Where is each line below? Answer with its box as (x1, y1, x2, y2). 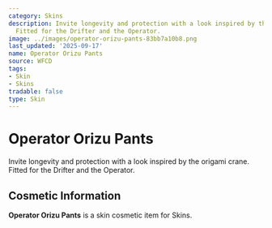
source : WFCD (8, 58, 53, 66)
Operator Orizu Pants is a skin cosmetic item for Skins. (8, 210, 193, 220)
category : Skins (8, 11, 63, 20)
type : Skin (8, 95, 45, 103)
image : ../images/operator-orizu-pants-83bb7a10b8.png (8, 34, 198, 43)
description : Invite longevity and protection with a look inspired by (8, 19, 255, 28)
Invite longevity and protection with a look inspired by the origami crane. (8, 157, 249, 166)
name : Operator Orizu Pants (8, 49, 104, 58)
